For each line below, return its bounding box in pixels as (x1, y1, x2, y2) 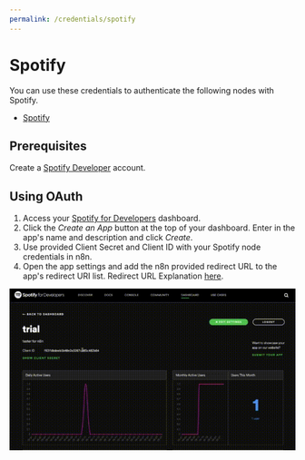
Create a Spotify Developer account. (9, 162, 146, 173)
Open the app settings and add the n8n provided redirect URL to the (22, 261, 278, 272)
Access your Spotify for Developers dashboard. (22, 213, 202, 224)
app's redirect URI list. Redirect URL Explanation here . (22, 270, 224, 281)
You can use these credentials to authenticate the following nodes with (9, 84, 275, 95)
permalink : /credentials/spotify (9, 15, 136, 24)
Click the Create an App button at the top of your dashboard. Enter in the (22, 222, 296, 233)
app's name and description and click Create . (22, 232, 193, 243)
